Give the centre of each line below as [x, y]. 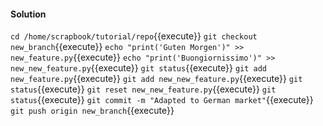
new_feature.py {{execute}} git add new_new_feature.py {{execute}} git [156, 79]
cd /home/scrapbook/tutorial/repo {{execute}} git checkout [134, 36]
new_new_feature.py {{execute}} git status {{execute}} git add [139, 68]
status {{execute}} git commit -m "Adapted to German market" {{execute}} [162, 100]
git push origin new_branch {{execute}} [92, 111]
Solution [28, 14]
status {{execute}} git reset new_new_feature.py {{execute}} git [143, 89]
